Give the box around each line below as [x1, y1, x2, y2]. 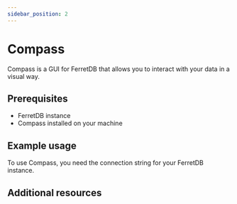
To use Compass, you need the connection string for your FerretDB [7, 159, 204, 167]
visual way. [7, 72, 40, 80]
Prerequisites [7, 92, 68, 104]
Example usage [7, 139, 77, 151]
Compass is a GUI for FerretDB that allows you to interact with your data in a [7, 65, 231, 73]
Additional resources [7, 186, 102, 199]
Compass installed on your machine [17, 119, 123, 128]
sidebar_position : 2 [7, 10, 69, 18]
